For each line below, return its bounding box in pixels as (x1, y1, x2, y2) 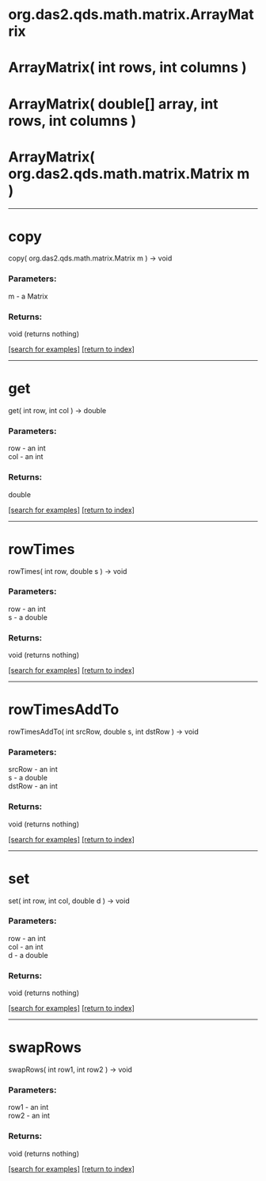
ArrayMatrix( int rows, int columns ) (8, 59, 247, 77)
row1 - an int (8, 1103, 49, 1112)
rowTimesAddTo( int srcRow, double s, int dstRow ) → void (8, 727, 199, 737)
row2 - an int (8, 1111, 50, 1121)
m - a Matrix (8, 291, 48, 301)
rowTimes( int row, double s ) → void (8, 566, 127, 575)
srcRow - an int (8, 765, 58, 774)
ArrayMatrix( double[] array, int (8, 95, 219, 112)
